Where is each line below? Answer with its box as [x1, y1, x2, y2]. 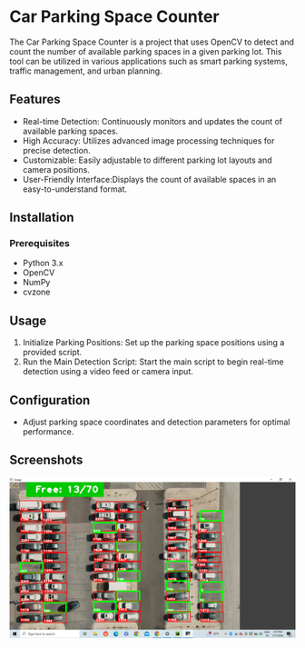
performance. [22, 426, 74, 437]
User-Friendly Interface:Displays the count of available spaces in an [22, 174, 277, 184]
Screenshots [9, 453, 84, 468]
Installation [9, 210, 74, 225]
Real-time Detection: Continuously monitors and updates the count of [22, 115, 283, 126]
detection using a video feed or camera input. [22, 366, 193, 377]
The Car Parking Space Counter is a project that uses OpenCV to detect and [9, 36, 295, 47]
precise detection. [22, 145, 91, 155]
